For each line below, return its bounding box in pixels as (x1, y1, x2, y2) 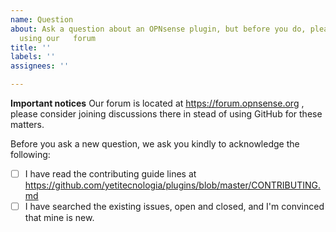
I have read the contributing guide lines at (24, 168, 197, 180)
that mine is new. (24, 212, 95, 224)
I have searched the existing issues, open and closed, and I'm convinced (24, 201, 325, 213)
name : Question (10, 14, 74, 25)
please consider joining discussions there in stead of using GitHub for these (10, 108, 323, 120)
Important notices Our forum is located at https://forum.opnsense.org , (10, 97, 305, 109)
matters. (10, 119, 45, 130)
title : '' (10, 42, 52, 53)
